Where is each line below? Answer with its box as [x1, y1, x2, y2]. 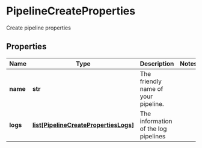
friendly [139, 77, 162, 85]
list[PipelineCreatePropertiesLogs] [32, 120, 134, 129]
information [139, 117, 173, 125]
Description [139, 59, 174, 67]
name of [139, 84, 164, 93]
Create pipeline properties [6, 24, 71, 31]
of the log [139, 125, 167, 133]
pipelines [139, 132, 166, 140]
